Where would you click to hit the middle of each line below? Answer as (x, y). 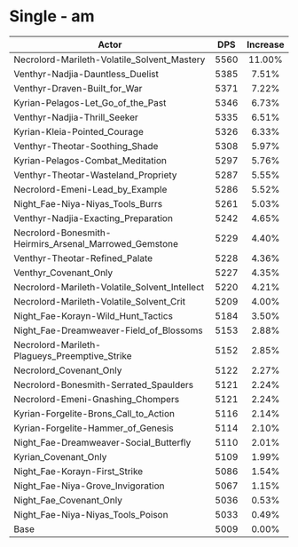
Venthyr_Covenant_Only (63, 273)
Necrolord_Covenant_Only (68, 370)
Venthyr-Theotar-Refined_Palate (83, 258)
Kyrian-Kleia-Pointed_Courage (78, 131)
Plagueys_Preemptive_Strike (73, 355)
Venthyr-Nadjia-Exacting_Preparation (93, 218)
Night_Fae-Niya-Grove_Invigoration (89, 486)
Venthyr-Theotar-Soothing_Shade (86, 146)
